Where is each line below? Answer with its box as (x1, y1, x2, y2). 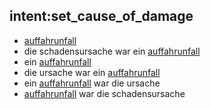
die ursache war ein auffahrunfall (23, 66, 161, 78)
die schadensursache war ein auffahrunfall (23, 45, 201, 57)
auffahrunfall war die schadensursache (23, 87, 186, 99)
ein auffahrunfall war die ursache (23, 77, 161, 89)
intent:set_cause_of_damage (9, 8, 194, 25)
